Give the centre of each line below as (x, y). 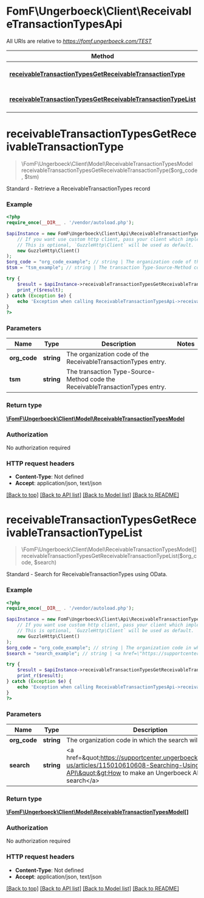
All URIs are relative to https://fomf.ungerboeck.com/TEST (79, 41)
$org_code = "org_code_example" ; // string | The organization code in (99, 647)
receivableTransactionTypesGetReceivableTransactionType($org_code (109, 170)
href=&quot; (83, 757)
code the (103, 379)
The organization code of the (108, 354)
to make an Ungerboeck (157, 772)
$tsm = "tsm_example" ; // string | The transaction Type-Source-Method (99, 268)
